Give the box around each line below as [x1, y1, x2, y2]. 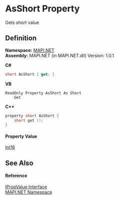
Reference [5, 173, 27, 179]
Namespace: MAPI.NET [5, 47, 55, 53]
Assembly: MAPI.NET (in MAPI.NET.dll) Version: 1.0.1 [5, 52, 114, 58]
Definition [5, 34, 36, 42]
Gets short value [5, 19, 39, 25]
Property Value [5, 133, 37, 139]
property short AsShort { [5, 113, 59, 118]
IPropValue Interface [5, 184, 47, 190]
